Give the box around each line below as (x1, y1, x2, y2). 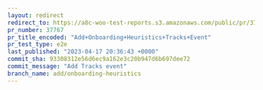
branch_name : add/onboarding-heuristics (7, 70, 142, 77)
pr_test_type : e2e (7, 41, 68, 49)
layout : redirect (7, 11, 64, 20)
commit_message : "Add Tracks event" (7, 63, 127, 70)
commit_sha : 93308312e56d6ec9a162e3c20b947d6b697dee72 (7, 56, 191, 63)
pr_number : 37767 (7, 26, 64, 34)
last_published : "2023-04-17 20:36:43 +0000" (7, 48, 159, 56)
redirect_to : (7, 19, 50, 27)
